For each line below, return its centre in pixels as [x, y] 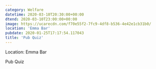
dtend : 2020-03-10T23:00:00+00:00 [41, 19]
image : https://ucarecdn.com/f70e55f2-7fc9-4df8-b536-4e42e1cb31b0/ [78, 24]
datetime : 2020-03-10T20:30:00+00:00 [45, 14]
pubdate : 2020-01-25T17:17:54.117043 [45, 33]
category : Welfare [24, 10]
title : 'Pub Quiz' [24, 38]
